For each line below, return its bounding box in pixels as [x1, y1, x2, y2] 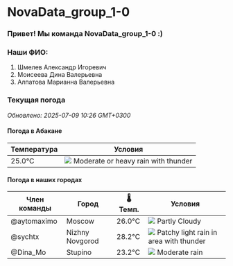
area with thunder [148, 236, 206, 246]
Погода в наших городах [7, 175, 83, 184]
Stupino [66, 247, 92, 257]
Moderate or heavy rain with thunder [73, 156, 193, 166]
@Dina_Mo [10, 247, 46, 257]
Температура [10, 144, 58, 154]
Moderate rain [157, 247, 203, 257]
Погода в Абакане [7, 127, 62, 135]
